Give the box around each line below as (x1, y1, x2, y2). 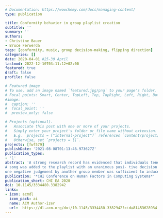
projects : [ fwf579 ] (5, 142, 45, 147)
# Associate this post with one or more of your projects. (5, 124, 131, 129)
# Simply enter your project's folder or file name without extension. (5, 128, 158, 133)
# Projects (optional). (5, 120, 53, 125)
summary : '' (5, 30, 29, 35)
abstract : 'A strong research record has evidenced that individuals (5, 160, 149, 165)
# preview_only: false (5, 110, 53, 116)
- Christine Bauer (5, 38, 42, 44)
